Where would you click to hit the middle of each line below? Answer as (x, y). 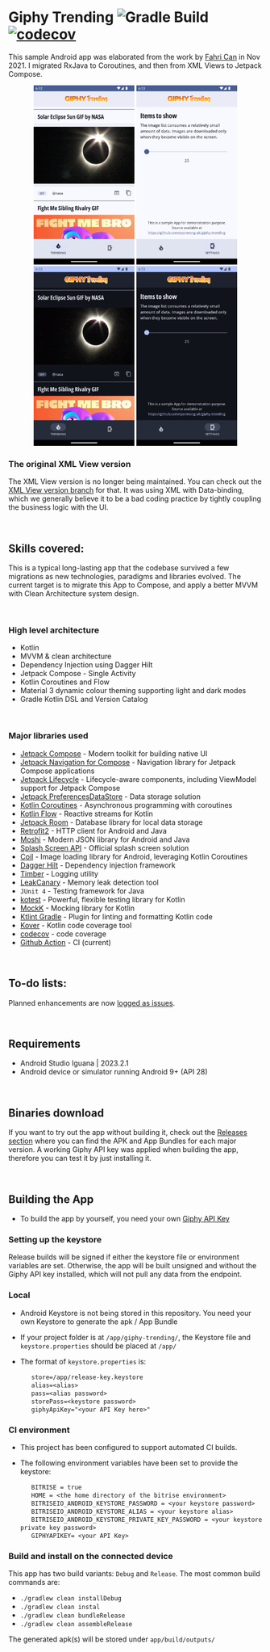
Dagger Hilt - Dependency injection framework (98, 865)
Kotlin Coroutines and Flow (65, 682)
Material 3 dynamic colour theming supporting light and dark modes (133, 691)
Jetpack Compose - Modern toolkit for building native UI (114, 753)
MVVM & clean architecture (66, 656)
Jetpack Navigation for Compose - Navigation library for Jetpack (128, 762)
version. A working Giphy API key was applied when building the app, (124, 1150)
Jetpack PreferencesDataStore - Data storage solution (110, 797)
